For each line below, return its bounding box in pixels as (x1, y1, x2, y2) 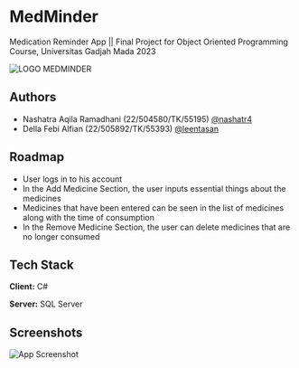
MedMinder (9, 6, 99, 27)
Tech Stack (9, 257, 74, 272)
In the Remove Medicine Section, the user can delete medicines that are (22, 222, 291, 232)
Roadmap (9, 149, 65, 165)
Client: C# (9, 281, 48, 292)
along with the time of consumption (22, 212, 155, 222)
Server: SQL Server (9, 298, 83, 309)
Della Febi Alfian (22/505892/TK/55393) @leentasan (22, 123, 220, 134)
